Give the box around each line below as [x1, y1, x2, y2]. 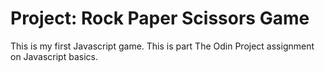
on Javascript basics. [10, 50, 98, 62]
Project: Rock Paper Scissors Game [10, 7, 310, 30]
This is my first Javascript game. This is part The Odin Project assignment [10, 40, 315, 52]
